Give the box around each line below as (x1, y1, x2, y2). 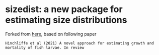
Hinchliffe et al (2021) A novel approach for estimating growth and (5, 40, 154, 46)
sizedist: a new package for (5, 4, 123, 15)
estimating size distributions (5, 14, 127, 26)
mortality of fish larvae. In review (5, 45, 85, 50)
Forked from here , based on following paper (5, 31, 97, 37)
